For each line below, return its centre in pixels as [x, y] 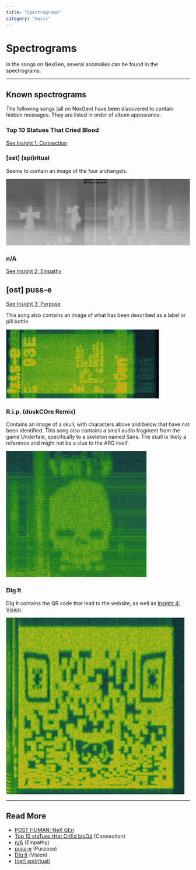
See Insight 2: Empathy [34, 271]
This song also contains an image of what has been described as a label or [96, 315]
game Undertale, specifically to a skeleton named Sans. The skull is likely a [96, 437]
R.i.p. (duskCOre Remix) [41, 412]
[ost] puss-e [29, 290]
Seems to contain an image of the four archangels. [67, 170]
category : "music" [28, 18]
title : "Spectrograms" [34, 12]
